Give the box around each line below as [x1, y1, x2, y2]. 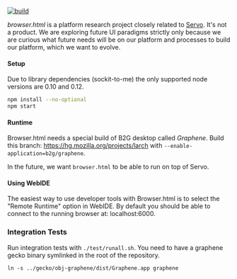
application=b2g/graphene [7, 150, 83, 157]
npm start [7, 103, 37, 110]
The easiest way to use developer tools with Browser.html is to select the [7, 195, 220, 203]
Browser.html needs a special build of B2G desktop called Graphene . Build [7, 134, 224, 142]
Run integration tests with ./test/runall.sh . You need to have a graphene [7, 243, 224, 251]
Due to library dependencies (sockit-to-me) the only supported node [7, 75, 208, 84]
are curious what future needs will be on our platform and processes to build [7, 35, 231, 44]
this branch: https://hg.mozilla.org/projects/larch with [7, 142, 163, 150]
